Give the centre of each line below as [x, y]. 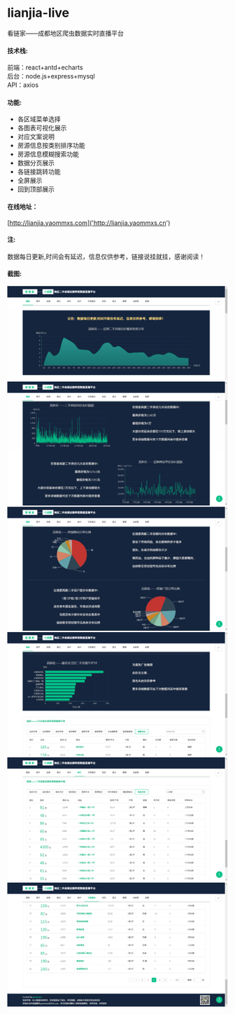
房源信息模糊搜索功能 [48, 154]
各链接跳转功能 [39, 172]
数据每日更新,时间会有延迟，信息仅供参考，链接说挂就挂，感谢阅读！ [106, 256]
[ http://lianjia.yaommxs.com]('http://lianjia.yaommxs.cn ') [89, 223]
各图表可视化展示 [42, 128]
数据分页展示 [36, 163]
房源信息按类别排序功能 [51, 146]
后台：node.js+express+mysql [51, 76]
